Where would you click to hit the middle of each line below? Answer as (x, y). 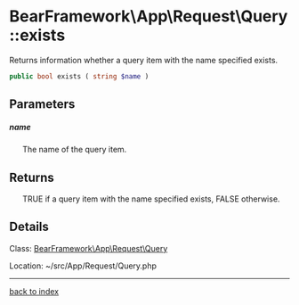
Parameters (42, 104)
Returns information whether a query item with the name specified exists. (144, 60)
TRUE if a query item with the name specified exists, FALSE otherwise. (151, 199)
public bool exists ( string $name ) (79, 76)
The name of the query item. (74, 150)
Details (29, 227)
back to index (34, 291)
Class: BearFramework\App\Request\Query (89, 248)
